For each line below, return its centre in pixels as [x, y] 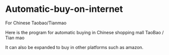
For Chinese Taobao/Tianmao [36, 23]
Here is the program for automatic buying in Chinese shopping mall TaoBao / [84, 32]
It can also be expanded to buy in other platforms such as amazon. [74, 47]
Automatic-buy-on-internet [64, 9]
